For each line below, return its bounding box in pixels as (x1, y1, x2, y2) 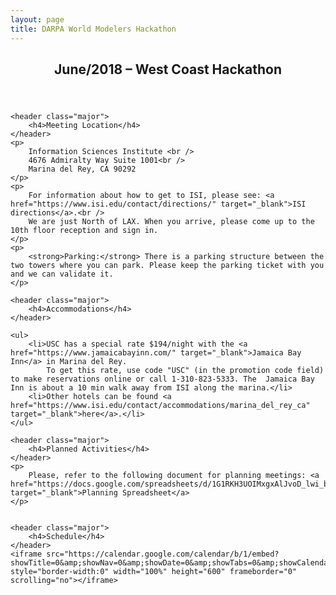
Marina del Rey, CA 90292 (28, 164, 137, 174)
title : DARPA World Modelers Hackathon (10, 24, 177, 34)
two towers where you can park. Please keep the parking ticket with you (10, 260, 325, 270)
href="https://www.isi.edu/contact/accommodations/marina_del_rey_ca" (10, 400, 311, 410)
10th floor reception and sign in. (10, 225, 159, 235)
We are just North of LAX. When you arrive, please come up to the (28, 216, 315, 226)
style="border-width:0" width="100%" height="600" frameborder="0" (10, 566, 298, 576)
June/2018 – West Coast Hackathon (54, 61, 282, 78)
